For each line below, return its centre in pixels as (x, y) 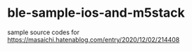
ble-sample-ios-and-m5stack (96, 13)
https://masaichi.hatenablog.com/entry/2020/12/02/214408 (94, 39)
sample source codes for (43, 32)
